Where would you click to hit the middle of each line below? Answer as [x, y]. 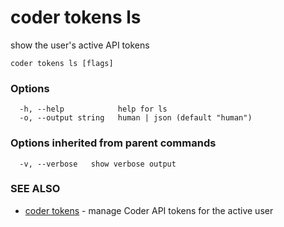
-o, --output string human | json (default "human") [136, 118]
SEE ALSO [35, 189]
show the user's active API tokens [80, 45]
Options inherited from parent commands [113, 143]
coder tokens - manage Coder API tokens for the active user [149, 210]
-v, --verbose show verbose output [98, 164]
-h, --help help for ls [93, 109]
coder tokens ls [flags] [62, 63]
